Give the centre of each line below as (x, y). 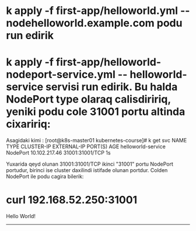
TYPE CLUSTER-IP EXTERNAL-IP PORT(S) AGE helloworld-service (86, 146)
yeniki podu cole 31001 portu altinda (96, 112)
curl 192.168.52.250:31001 (72, 200)
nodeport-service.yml (61, 75)
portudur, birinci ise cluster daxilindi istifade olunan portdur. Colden (87, 170)
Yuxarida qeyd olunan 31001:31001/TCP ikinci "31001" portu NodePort (90, 164)
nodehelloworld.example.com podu (94, 23)
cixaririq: (28, 124)
